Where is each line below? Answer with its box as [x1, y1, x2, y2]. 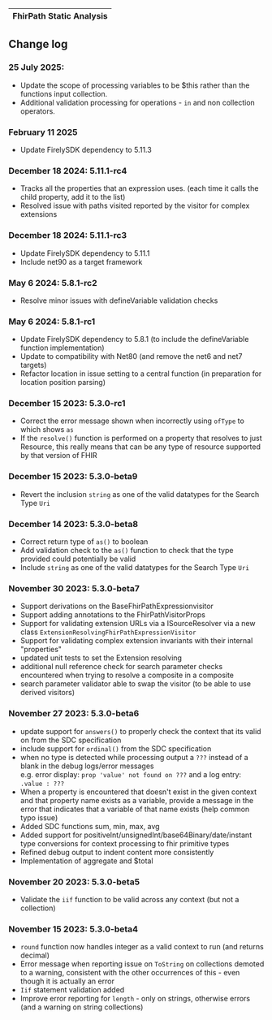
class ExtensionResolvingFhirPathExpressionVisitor [19, 627, 196, 637]
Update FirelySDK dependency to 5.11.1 [19, 248, 150, 258]
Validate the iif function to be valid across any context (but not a [19, 894, 240, 904]
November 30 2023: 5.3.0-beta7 [8, 582, 140, 594]
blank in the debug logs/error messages [19, 761, 154, 771]
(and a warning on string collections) [19, 1002, 144, 1012]
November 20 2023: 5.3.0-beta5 [8, 876, 140, 888]
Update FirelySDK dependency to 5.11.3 [19, 145, 152, 154]
